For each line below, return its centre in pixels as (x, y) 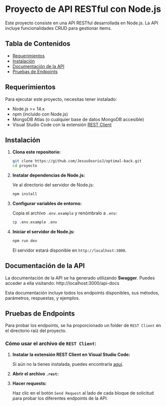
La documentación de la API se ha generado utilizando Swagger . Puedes (80, 278)
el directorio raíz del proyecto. (36, 331)
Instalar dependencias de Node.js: (49, 175)
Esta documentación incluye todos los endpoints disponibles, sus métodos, (82, 293)
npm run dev (25, 241)
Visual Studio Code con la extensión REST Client (62, 125)
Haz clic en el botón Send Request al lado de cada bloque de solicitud (83, 393)
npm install (25, 194)
